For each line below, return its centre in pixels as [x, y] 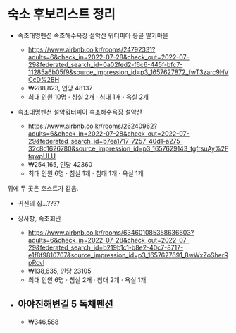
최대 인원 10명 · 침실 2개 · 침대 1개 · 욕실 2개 [88, 97]
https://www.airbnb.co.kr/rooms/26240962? [92, 126]
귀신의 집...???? [38, 203]
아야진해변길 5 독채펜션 [66, 304]
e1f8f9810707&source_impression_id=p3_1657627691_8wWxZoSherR [128, 255]
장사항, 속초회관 [39, 218]
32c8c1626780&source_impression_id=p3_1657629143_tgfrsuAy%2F [128, 148]
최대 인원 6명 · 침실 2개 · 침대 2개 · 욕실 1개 [87, 279]
